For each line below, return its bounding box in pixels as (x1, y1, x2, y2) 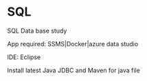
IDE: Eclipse (7, 52, 41, 61)
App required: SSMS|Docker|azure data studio (7, 39, 139, 48)
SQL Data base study (7, 27, 67, 35)
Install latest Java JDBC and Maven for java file (7, 66, 141, 74)
